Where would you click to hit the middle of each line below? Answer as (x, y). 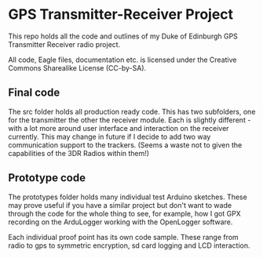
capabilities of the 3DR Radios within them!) (79, 153)
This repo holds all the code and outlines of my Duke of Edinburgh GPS (123, 36)
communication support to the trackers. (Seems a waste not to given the (125, 145)
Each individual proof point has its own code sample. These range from (124, 237)
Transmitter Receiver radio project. (64, 44)
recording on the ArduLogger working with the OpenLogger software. (121, 222)
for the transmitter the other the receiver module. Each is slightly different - (130, 120)
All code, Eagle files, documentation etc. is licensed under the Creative (122, 60)
